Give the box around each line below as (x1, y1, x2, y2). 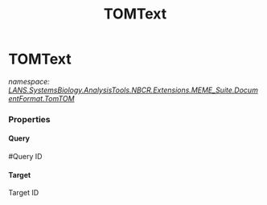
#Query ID (8, 152, 43, 162)
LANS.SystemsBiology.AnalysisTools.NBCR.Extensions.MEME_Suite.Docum (8, 85, 259, 95)
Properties (8, 113, 51, 125)
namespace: (8, 76, 50, 86)
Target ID (8, 188, 39, 198)
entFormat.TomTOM (8, 93, 75, 103)
